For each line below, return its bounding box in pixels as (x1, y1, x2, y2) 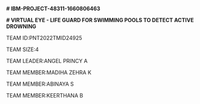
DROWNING (6, 23, 37, 30)
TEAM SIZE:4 (6, 46, 39, 53)
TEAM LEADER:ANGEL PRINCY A (6, 58, 88, 64)
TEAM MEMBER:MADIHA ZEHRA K (6, 69, 91, 76)
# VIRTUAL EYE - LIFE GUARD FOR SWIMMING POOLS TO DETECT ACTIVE (6, 17, 194, 23)
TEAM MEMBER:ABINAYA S (6, 80, 74, 87)
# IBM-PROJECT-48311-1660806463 (6, 5, 100, 12)
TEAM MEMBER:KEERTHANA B (6, 92, 84, 99)
